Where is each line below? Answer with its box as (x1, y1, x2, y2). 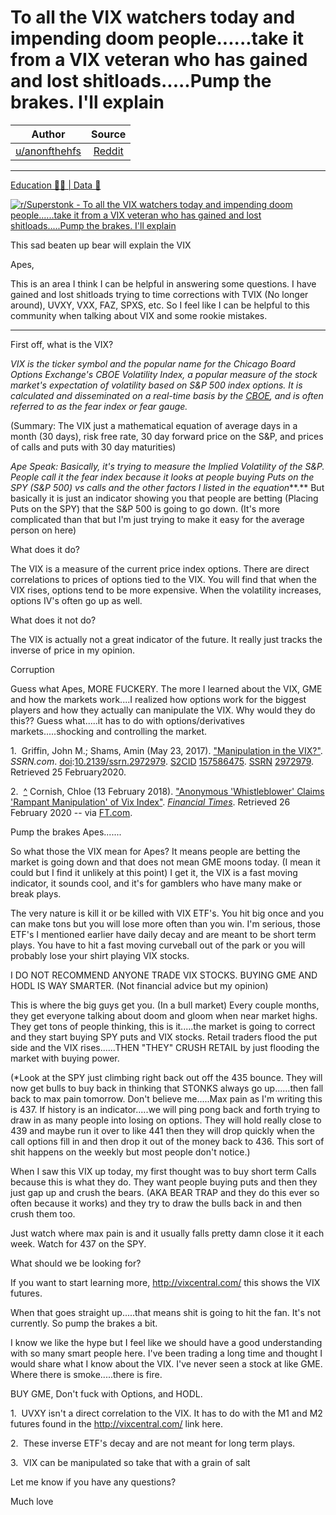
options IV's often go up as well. (10, 594, 143, 606)
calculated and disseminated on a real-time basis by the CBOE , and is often (10, 389, 324, 401)
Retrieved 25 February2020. (10, 766, 127, 778)
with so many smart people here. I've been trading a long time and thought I (10, 1347, 323, 1359)
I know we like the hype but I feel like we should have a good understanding (10, 1336, 323, 1348)
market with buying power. (10, 1052, 120, 1064)
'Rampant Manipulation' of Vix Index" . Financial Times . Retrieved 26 (10, 796, 291, 808)
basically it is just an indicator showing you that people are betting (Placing (10, 492, 319, 504)
